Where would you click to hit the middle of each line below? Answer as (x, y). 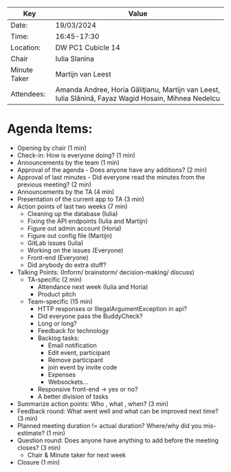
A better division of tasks (73, 396)
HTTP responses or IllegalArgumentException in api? (112, 308)
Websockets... (68, 382)
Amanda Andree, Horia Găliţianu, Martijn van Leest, (137, 90)
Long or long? (57, 323)
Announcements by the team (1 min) (68, 162)
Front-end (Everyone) (58, 257)
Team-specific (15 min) (60, 301)
